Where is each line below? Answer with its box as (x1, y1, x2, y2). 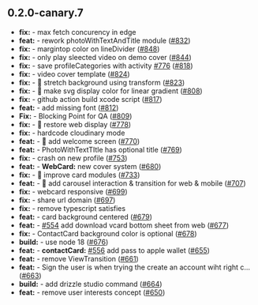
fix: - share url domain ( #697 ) (18, 195, 116, 205)
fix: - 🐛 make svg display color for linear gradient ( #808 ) (18, 86, 203, 96)
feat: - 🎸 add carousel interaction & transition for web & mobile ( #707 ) (18, 178, 246, 188)
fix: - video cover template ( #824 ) (18, 69, 131, 78)
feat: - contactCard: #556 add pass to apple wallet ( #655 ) (18, 245, 211, 255)
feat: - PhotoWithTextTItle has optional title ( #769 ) (18, 145, 182, 154)
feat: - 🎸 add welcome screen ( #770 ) (18, 136, 140, 145)
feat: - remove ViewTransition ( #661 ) (18, 254, 139, 263)
